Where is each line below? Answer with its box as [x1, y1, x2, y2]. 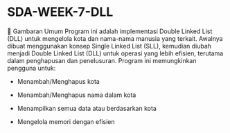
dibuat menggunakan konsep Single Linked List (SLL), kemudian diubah [7, 42, 212, 50]
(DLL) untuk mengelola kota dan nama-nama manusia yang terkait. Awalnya [7, 34, 223, 42]
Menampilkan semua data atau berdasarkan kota [17, 104, 157, 112]
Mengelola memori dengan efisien [17, 117, 116, 125]
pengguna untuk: [7, 64, 56, 72]
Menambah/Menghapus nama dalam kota [17, 91, 136, 99]
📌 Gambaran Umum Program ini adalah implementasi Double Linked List [7, 27, 213, 35]
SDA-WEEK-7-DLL [7, 4, 114, 20]
